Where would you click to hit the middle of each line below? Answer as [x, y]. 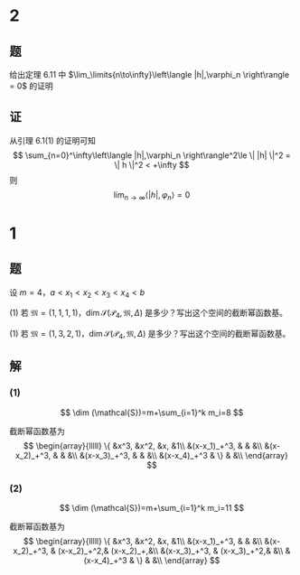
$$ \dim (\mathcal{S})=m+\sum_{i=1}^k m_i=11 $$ [152, 507]
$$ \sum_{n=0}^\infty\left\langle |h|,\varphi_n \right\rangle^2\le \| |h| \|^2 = [152, 155]
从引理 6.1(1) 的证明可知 [53, 140]
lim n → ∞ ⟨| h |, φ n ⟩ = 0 [152, 195]
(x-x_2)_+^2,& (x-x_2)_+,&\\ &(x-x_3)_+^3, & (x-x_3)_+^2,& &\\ [170, 551]
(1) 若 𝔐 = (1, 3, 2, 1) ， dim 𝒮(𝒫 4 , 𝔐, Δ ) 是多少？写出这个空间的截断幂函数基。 [150, 335]
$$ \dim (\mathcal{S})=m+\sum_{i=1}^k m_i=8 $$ [152, 413]
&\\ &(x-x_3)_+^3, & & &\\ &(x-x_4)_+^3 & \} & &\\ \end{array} [178, 455]
